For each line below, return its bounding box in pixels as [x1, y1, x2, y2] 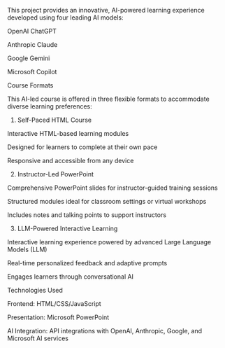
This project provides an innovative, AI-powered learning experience [7, 6, 205, 14]
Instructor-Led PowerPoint [17, 170, 94, 178]
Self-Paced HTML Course [17, 116, 92, 124]
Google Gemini [7, 54, 50, 62]
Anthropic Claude [7, 41, 58, 48]
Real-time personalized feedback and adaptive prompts [7, 259, 168, 267]
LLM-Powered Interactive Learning [17, 224, 118, 232]
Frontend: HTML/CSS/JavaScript [7, 300, 101, 307]
